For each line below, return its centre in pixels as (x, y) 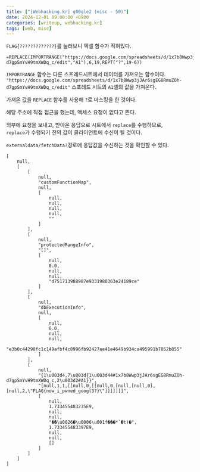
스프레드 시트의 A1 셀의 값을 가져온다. (114, 87)
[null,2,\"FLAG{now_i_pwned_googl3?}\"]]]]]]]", (68, 391)
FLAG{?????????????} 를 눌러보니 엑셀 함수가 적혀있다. (69, 46)
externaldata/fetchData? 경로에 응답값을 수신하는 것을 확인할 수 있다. (88, 145)
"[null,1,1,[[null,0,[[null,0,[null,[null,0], (97, 386)
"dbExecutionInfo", (62, 308)
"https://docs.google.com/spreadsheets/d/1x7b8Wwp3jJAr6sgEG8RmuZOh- (94, 80)
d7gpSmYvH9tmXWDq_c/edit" (38, 88)
